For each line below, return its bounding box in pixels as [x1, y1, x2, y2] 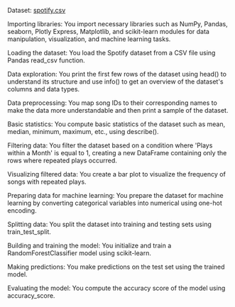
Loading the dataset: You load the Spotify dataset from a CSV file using [7, 49, 216, 57]
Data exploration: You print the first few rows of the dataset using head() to [7, 70, 227, 78]
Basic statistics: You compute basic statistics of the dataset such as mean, [7, 120, 226, 128]
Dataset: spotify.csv [7, 6, 66, 14]
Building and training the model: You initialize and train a [7, 241, 172, 250]
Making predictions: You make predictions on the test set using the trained [7, 262, 225, 271]
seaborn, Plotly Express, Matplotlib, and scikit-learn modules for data [7, 28, 209, 35]
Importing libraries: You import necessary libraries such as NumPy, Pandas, [7, 20, 229, 28]
